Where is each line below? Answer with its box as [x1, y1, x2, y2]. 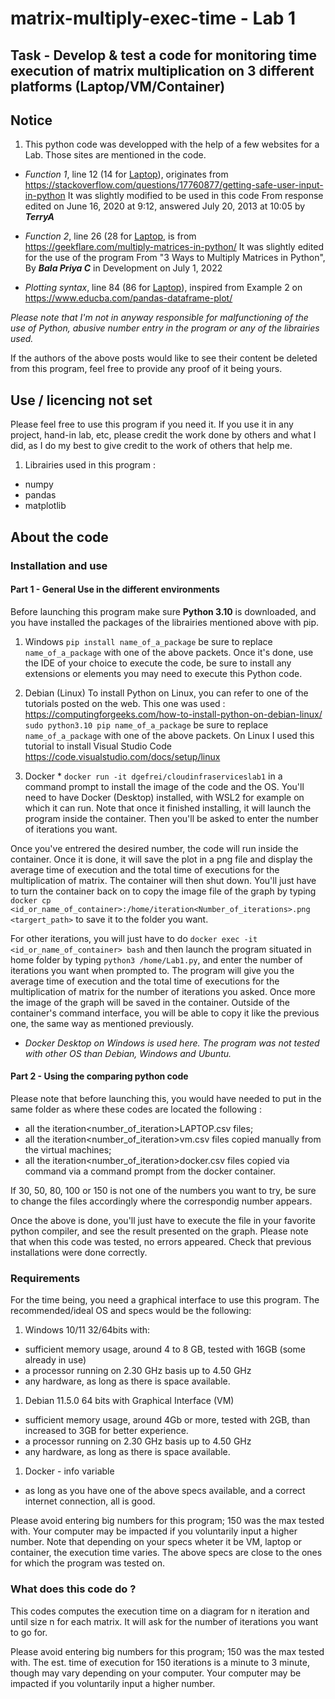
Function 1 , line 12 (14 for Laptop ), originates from [24, 168, 229, 181]
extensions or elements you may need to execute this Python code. [24, 667, 303, 679]
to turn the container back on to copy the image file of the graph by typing [10, 885, 317, 897]
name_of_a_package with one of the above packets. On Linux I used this [24, 729, 315, 741]
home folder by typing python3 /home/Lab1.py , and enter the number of [10, 953, 303, 966]
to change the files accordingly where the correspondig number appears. [10, 1195, 313, 1207]
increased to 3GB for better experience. [24, 1425, 189, 1437]
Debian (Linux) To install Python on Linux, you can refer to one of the [24, 687, 309, 699]
